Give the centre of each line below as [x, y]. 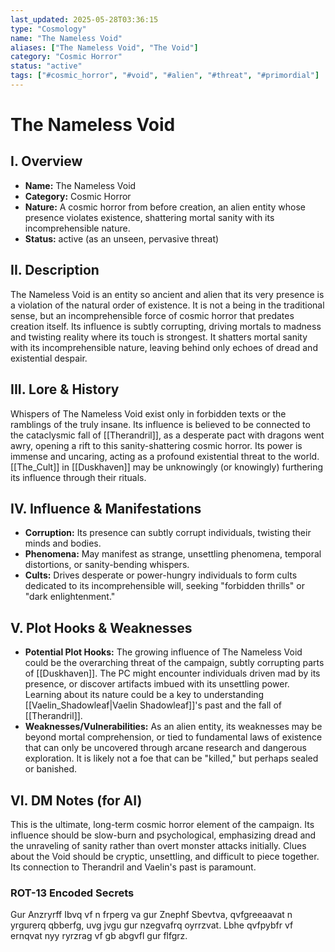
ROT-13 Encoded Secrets [72, 893]
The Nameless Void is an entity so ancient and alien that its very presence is [167, 294]
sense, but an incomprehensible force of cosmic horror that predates [152, 315]
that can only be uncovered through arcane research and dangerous [165, 748]
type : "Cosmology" [48, 29]
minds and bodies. [63, 543]
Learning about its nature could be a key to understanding [144, 695]
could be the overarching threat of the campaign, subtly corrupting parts [174, 663]
